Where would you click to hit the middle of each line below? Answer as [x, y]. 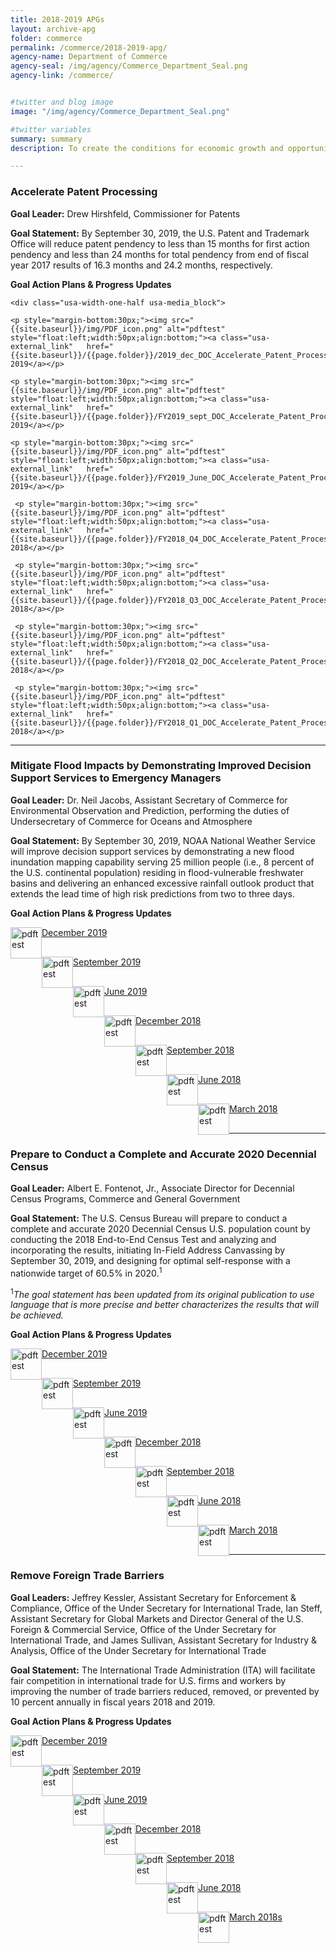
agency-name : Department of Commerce [89, 57]
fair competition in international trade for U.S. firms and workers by [148, 1680]
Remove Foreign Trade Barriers [87, 1576]
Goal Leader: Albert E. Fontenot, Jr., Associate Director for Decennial [152, 1188]
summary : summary [46, 139]
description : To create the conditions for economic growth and [147, 148]
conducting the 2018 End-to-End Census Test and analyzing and [143, 1240]
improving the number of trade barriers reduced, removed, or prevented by [165, 1691]
